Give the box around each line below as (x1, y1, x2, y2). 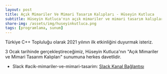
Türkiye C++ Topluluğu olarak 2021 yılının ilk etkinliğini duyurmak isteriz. (5, 39, 153, 45)
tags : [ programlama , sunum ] (5, 26, 64, 31)
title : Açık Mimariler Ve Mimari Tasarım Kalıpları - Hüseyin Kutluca (5, 12, 155, 17)
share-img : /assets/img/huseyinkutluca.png (5, 21, 97, 26)
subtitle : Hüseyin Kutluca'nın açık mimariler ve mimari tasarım (5, 16, 143, 21)
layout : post (5, 7, 32, 12)
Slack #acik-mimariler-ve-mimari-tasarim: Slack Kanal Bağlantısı (12, 64, 145, 70)
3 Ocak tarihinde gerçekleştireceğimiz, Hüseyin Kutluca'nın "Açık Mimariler (5, 49, 159, 55)
